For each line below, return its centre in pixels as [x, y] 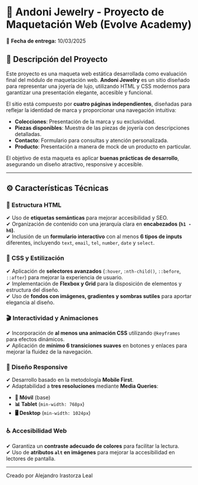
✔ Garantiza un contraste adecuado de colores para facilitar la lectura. [93, 446]
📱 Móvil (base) [32, 398]
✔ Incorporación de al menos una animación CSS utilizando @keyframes [93, 333]
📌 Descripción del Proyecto [57, 59]
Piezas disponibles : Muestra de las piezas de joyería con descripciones [102, 128]
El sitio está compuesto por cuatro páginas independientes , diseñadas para [99, 104]
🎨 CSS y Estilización [35, 258]
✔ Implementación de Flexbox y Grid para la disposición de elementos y [94, 283]
